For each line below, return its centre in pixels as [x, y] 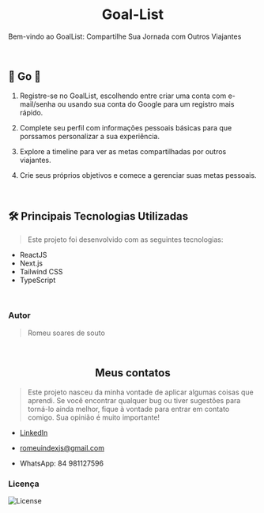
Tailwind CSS [41, 271]
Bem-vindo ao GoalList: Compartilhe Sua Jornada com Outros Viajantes [125, 36]
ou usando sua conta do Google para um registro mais [146, 104]
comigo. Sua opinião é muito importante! [94, 417]
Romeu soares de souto [66, 333]
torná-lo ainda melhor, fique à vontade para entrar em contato [128, 409]
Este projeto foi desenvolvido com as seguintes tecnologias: [125, 240]
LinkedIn [34, 432]
